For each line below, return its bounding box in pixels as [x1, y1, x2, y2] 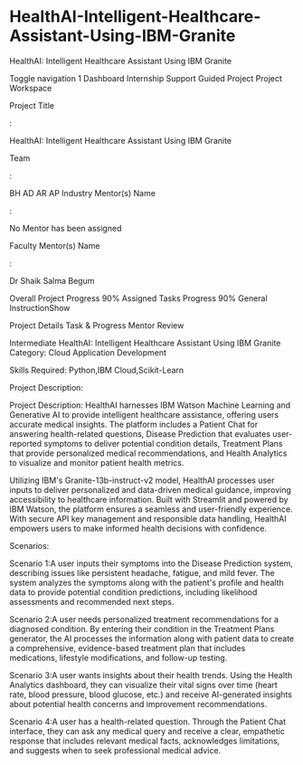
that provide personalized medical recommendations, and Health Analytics [9, 448, 288, 458]
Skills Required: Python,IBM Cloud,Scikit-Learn [9, 364, 185, 375]
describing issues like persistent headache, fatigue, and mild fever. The [9, 567, 275, 578]
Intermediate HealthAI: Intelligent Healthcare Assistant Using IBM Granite [9, 337, 281, 348]
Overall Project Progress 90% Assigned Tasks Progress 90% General [9, 292, 269, 304]
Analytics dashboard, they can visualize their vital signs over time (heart [9, 679, 278, 690]
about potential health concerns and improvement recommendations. [9, 698, 268, 709]
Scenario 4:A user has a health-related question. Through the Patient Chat [9, 716, 287, 727]
